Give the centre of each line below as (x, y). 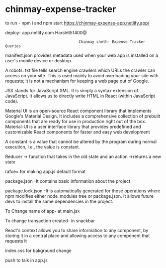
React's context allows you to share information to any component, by (77, 230)
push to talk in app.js (27, 260)
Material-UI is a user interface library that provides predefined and (73, 127)
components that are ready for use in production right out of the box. (76, 121)
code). (12, 101)
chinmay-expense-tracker (61, 9)
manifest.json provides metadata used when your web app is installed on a (82, 55)
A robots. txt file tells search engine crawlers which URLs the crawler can (80, 70)
